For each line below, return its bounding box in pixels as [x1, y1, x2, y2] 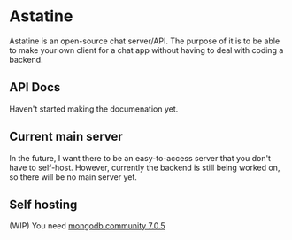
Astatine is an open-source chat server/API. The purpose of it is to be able [9, 35, 280, 46]
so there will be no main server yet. [9, 171, 137, 182]
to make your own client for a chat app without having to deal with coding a [9, 44, 284, 55]
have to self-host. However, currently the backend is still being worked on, [9, 162, 280, 173]
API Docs [9, 80, 61, 95]
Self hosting [9, 197, 78, 212]
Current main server [9, 129, 124, 144]
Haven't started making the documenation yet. [9, 104, 179, 114]
